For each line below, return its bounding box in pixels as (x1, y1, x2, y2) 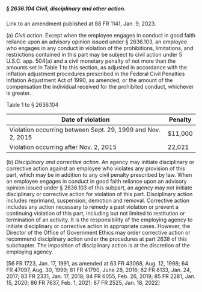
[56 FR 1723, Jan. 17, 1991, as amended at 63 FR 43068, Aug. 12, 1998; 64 (6, 259, 189, 267)
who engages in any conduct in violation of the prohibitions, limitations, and (6, 44, 194, 51)
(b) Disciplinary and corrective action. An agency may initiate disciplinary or (6, 158, 195, 165)
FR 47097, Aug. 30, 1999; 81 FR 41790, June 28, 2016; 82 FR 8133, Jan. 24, (6, 266, 191, 273)
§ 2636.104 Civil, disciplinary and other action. (6, 5, 126, 12)
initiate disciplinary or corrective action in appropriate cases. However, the (6, 222, 191, 229)
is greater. (6, 89, 31, 97)
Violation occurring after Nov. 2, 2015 (9, 142, 117, 151)
